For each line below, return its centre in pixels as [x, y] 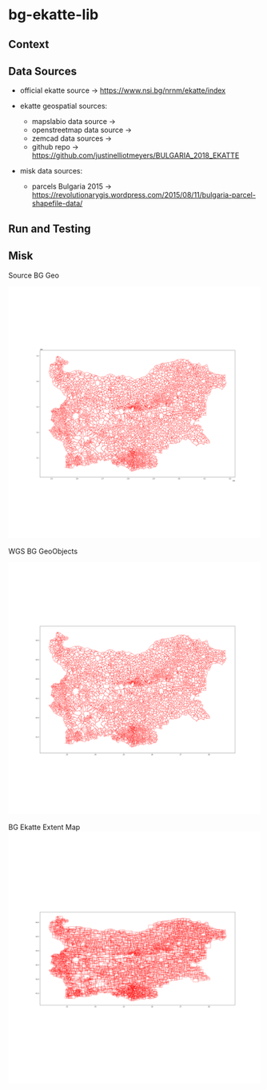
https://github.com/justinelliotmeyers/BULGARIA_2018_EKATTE [135, 156]
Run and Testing [50, 228]
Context [29, 44]
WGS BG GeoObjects [43, 551]
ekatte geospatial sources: [64, 106]
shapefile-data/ [57, 204]
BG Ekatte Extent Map [44, 827]
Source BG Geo [34, 275]
